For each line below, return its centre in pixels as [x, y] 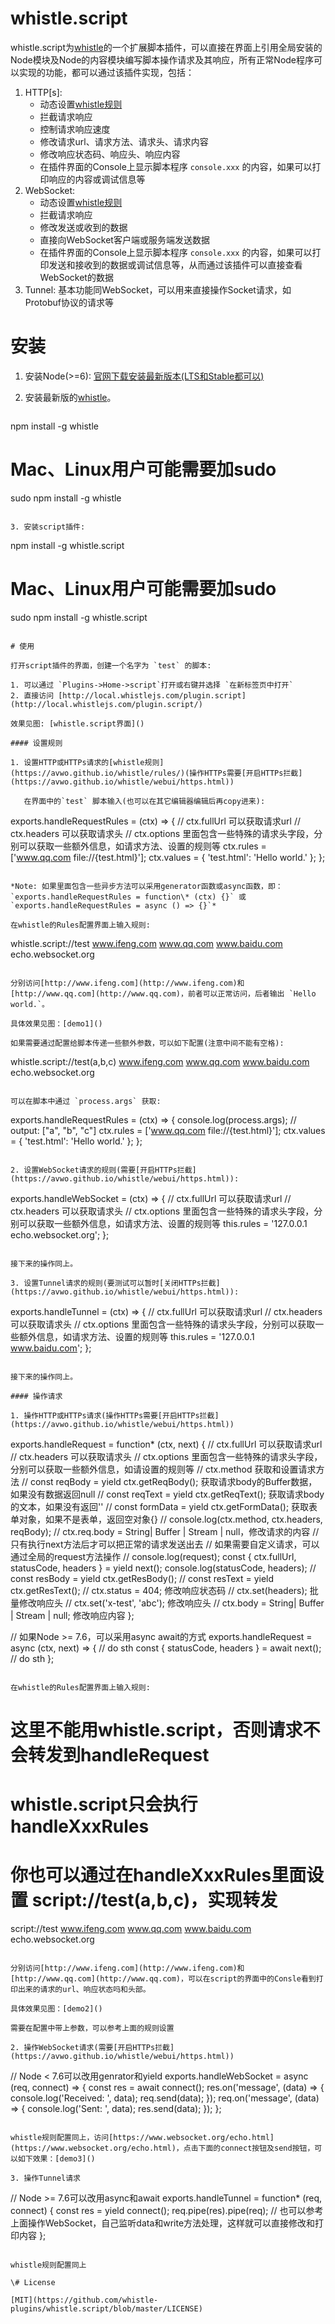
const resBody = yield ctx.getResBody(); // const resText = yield [142, 1578]
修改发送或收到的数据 [83, 227]
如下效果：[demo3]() [56, 2159]
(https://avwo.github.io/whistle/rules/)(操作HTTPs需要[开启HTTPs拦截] [156, 773]
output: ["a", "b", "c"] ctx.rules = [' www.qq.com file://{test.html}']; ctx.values [168, 1130]
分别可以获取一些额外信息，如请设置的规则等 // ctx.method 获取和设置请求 [163, 1469]
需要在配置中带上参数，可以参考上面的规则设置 [92, 2028]
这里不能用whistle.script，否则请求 [156, 1729]
